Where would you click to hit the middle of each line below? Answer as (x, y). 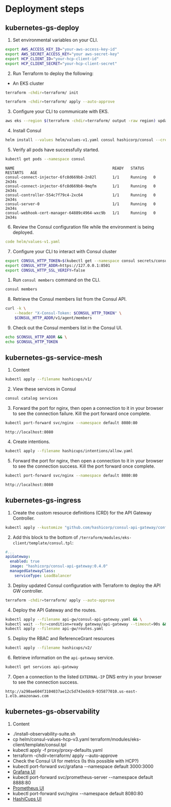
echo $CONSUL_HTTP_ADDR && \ (36, 337)
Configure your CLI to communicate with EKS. (61, 112)
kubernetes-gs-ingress (43, 500)
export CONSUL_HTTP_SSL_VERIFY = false (45, 270)
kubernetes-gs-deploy (42, 28)
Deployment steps (45, 9)
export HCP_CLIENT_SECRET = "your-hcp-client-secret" (61, 64)
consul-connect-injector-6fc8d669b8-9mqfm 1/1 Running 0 (81, 186)
